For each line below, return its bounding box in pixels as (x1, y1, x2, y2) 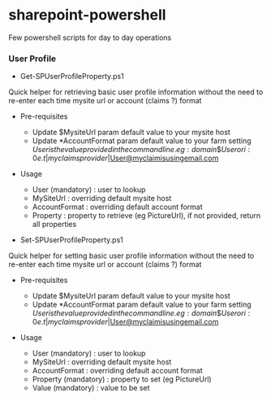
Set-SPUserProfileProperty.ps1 (19, 235, 123, 245)
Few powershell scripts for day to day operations (8, 33, 172, 42)
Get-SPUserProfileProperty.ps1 (19, 72, 124, 81)
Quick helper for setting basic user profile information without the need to (8, 251, 255, 261)
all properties (32, 220, 77, 229)
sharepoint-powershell (8, 6, 166, 24)
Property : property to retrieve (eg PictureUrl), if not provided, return (32, 211, 261, 220)
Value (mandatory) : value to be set (32, 383, 150, 393)
